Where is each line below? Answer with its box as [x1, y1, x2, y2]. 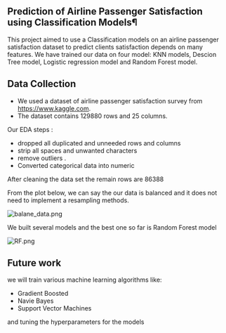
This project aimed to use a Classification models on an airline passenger [7, 35, 219, 44]
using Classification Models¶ [7, 17, 138, 29]
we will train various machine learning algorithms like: [7, 275, 163, 284]
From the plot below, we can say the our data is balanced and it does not [7, 188, 218, 197]
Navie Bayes [17, 296, 54, 305]
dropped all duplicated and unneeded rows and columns [17, 138, 181, 147]
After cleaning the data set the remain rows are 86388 [7, 175, 164, 183]
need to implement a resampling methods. [7, 196, 130, 204]
